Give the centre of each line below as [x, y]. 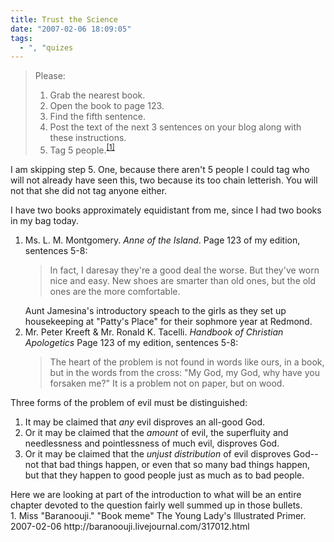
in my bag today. [44, 220]
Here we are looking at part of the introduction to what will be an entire [156, 494]
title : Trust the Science [64, 19]
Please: [50, 76]
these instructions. [88, 138]
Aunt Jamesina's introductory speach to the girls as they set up [155, 310]
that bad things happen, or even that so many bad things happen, [175, 464]
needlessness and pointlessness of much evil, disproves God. [152, 443]
